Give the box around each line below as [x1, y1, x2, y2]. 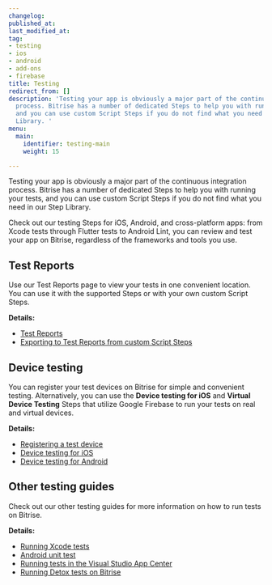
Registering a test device [19, 439, 104, 449]
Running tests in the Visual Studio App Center [19, 558, 172, 568]
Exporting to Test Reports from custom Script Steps [19, 337, 193, 347]
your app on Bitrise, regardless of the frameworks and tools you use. [8, 235, 237, 245]
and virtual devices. [8, 408, 74, 418]
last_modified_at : [8, 27, 70, 35]
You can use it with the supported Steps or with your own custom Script [8, 289, 249, 299]
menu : [8, 125, 27, 133]
